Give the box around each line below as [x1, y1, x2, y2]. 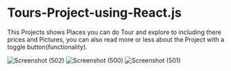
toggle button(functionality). [7, 42, 88, 51]
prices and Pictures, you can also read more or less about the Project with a [7, 35, 225, 43]
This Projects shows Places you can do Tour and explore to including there [7, 28, 221, 36]
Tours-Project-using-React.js [7, 5, 182, 21]
